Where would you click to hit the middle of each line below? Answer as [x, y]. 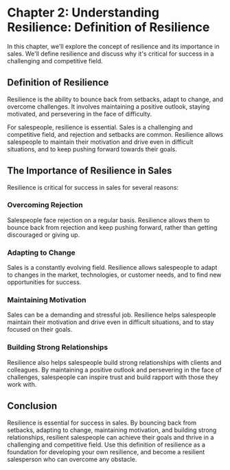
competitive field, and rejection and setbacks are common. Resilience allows [115, 134]
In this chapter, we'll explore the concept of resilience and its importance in [113, 46]
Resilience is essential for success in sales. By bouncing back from [102, 423]
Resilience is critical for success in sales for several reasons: [93, 187]
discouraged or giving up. [44, 235]
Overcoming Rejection [45, 205]
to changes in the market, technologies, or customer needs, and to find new [114, 275]
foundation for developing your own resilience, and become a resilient [106, 451]
